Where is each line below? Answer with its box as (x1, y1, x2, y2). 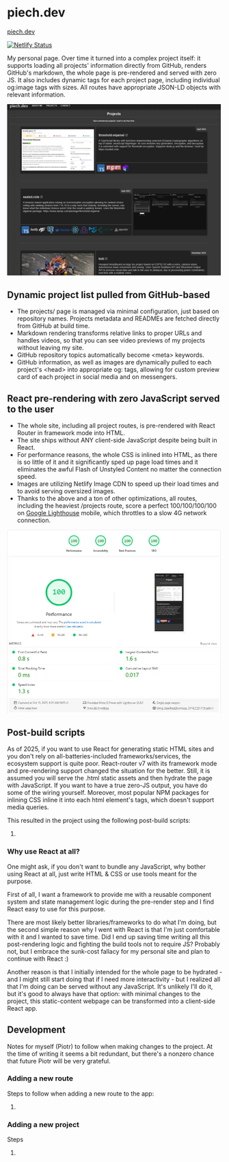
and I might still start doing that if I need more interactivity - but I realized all (7, 975, 221, 983)
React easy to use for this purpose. (7, 904, 106, 913)
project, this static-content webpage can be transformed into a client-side (7, 997, 215, 1005)
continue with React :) (7, 954, 69, 963)
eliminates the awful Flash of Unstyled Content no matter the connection (16, 465, 222, 473)
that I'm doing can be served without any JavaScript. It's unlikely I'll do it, (7, 982, 213, 991)
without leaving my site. (16, 344, 84, 352)
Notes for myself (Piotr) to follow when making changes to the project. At (7, 1042, 213, 1050)
